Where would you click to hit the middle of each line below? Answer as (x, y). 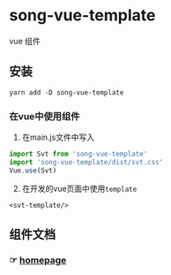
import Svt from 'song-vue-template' (78, 154)
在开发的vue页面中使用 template (79, 188)
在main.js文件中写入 (58, 137)
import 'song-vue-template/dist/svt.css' (86, 162)
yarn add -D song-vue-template (67, 92)
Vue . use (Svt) (33, 170)
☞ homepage (38, 260)
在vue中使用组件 (45, 116)
